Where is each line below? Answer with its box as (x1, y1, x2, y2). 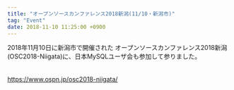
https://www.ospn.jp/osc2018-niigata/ (7, 75, 118, 84)
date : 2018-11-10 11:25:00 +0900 (7, 23, 106, 30)
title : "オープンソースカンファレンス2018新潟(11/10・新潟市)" (7, 10, 175, 18)
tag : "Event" (7, 17, 46, 24)
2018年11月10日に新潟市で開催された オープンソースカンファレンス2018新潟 (7, 44, 228, 52)
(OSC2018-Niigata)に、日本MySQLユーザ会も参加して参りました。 (7, 52, 201, 60)
